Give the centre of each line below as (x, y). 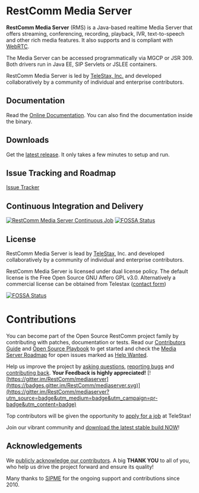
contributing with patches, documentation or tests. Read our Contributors (96, 342)
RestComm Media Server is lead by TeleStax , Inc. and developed (85, 253)
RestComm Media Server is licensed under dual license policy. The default (97, 271)
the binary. (19, 121)
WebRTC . (18, 46)
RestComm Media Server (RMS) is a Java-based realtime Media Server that (99, 27)
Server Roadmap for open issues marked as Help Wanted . (77, 354)
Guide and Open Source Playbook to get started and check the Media (91, 348)
